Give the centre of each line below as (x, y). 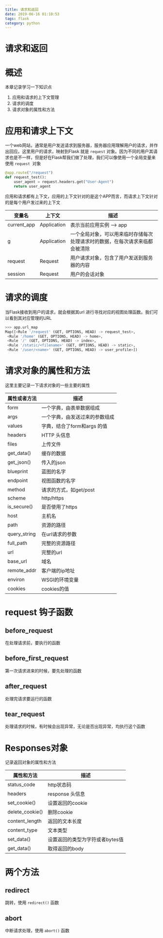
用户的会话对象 (87, 274)
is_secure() (20, 506)
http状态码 (60, 785)
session (16, 274)
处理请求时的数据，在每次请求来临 (109, 241)
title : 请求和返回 (22, 9)
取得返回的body (66, 849)
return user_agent (32, 186)
